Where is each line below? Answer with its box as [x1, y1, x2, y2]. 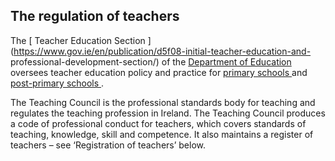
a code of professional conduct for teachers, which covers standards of [10, 117, 307, 129]
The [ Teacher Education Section [10, 34, 146, 46]
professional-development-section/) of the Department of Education [10, 55, 292, 68]
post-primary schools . [10, 77, 105, 89]
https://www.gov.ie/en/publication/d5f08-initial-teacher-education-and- [13, 45, 312, 57]
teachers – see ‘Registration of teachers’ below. [10, 139, 207, 151]
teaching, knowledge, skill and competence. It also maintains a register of [10, 128, 314, 140]
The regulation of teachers [10, 8, 180, 25]
